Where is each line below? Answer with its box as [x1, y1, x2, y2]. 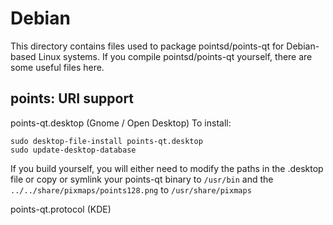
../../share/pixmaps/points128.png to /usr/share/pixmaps [10, 183, 252, 196]
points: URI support [10, 90, 135, 107]
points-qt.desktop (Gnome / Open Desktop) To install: [10, 117, 232, 129]
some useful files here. [10, 61, 105, 73]
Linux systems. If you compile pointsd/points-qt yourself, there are [38, 50, 313, 62]
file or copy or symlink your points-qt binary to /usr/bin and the [10, 173, 274, 185]
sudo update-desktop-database [10, 145, 137, 155]
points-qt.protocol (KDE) [10, 203, 112, 215]
